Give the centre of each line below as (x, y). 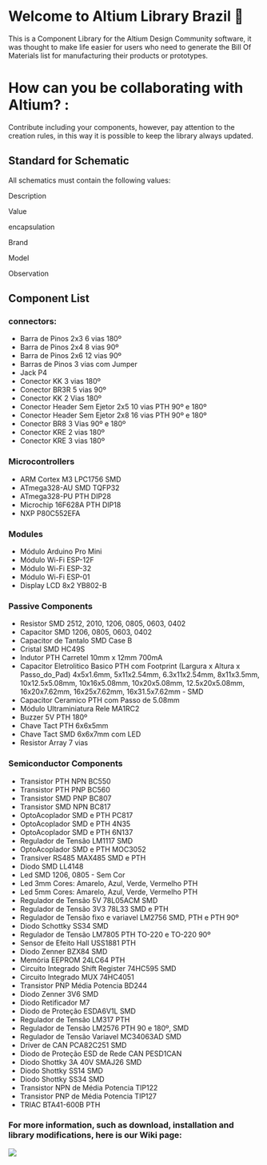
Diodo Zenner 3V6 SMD (59, 994)
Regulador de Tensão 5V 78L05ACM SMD (89, 900)
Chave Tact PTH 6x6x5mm (64, 726)
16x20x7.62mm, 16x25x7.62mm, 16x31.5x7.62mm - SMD (112, 691)
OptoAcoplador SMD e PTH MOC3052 (83, 849)
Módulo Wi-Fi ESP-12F (57, 559)
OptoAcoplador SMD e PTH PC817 (76, 815)
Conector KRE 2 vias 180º (62, 433)
